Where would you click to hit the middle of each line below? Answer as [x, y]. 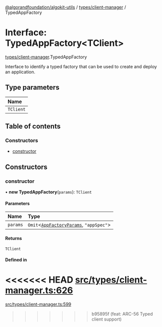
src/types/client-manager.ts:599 [38, 304]
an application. [20, 72]
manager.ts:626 [39, 290]
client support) [107, 319]
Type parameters [32, 87]
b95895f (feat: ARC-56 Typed [122, 314]
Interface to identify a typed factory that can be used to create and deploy [81, 66]
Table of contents [33, 126]
